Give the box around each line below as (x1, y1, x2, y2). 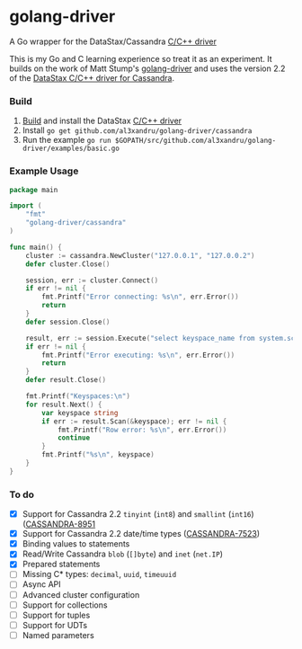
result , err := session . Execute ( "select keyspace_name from (25, 333, 255, 342)
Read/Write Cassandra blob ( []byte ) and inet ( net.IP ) (22, 548, 223, 559)
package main (9, 185, 58, 194)
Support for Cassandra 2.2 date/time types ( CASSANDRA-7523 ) (22, 529, 261, 539)
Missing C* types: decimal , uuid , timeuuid (22, 569, 177, 580)
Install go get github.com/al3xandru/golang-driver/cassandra (22, 125, 253, 136)
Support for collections (22, 600, 108, 610)
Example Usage (9, 164, 79, 177)
